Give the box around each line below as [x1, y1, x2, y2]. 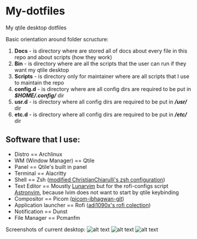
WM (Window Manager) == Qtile [14, 157, 95, 164]
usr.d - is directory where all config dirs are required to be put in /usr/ [14, 98, 187, 105]
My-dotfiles [5, 4, 65, 18]
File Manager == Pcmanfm [14, 214, 80, 221]
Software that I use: [5, 135, 80, 145]
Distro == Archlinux [14, 150, 63, 158]
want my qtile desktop [14, 66, 69, 73]
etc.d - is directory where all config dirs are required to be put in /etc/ [14, 111, 187, 118]
